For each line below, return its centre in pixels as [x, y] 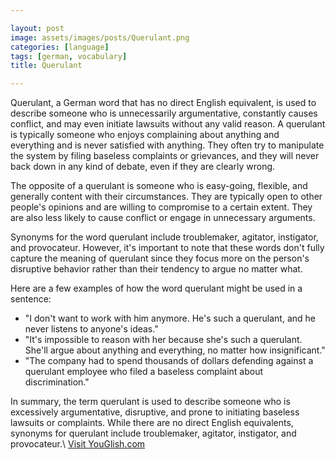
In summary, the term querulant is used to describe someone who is [150, 402]
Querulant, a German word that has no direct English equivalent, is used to [163, 103]
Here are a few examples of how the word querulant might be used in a [156, 288]
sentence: [31, 299]
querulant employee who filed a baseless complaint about [144, 372]
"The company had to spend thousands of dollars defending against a [169, 361]
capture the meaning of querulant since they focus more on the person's [160, 258]
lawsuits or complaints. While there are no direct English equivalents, [152, 423]
